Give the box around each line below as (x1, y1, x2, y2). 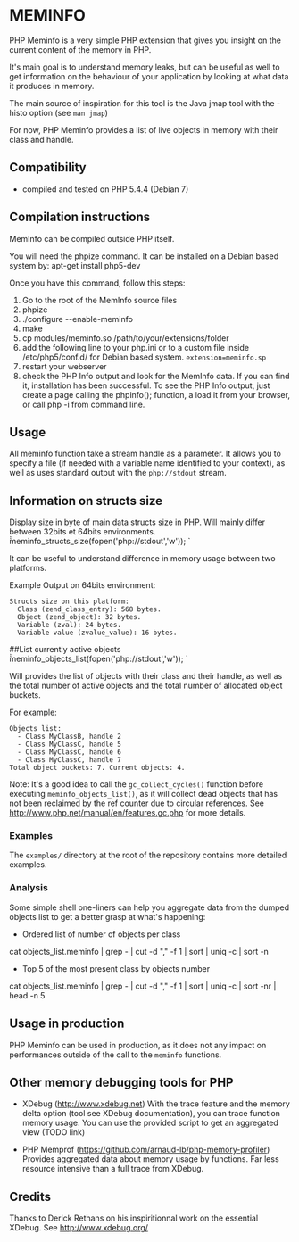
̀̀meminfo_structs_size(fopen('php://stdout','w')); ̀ (9, 536, 189, 547)
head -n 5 (9, 989, 46, 1000)
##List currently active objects (9, 644, 121, 655)
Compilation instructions (9, 210, 150, 225)
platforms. (9, 563, 47, 574)
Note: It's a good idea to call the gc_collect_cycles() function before (9, 779, 264, 790)
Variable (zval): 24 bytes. (17, 621, 122, 630)
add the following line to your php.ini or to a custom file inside (21, 342, 250, 352)
